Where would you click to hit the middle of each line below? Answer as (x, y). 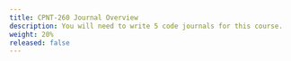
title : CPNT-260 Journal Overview (74, 17)
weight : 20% (31, 34)
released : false (40, 43)
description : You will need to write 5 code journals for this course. (146, 26)
